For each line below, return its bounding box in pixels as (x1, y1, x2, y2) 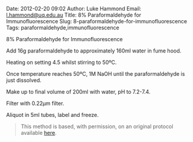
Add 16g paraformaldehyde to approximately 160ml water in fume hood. (6, 47, 182, 54)
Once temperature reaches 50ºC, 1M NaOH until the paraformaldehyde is (6, 70, 185, 77)
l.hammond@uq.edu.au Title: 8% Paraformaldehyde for (6, 11, 141, 18)
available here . (20, 129, 57, 136)
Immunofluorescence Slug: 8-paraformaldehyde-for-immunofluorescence (6, 18, 187, 24)
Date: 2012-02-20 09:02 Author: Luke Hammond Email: (6, 5, 141, 12)
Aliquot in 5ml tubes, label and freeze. (6, 112, 99, 118)
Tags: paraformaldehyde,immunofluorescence (6, 24, 120, 31)
